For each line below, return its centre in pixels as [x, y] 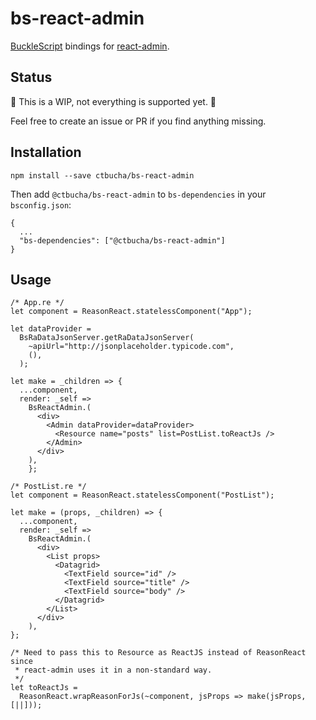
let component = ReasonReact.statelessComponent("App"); [131, 312]
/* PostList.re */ [48, 487]
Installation [46, 152]
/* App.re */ [37, 303]
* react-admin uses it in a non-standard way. [113, 670]
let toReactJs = [44, 688]
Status [31, 77]
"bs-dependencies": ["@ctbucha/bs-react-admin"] [122, 240]
